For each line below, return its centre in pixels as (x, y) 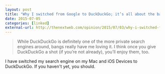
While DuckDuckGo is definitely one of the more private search (81, 41)
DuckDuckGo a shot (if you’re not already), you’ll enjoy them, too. (83, 52)
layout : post (18, 9)
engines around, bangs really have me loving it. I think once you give (86, 47)
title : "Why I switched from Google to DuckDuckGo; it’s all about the (80, 14)
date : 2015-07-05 (23, 18)
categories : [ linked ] (27, 23)
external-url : (20, 28)
